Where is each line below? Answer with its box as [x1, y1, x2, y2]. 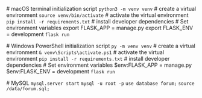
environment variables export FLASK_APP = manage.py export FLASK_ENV [6, 24, 194, 31]
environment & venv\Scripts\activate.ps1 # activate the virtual [6, 49, 165, 56]
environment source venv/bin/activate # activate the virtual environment [6, 11, 189, 19]
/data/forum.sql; [6, 86, 50, 92]
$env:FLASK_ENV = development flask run [6, 68, 116, 75]
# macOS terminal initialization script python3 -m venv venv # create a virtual [6, 5, 197, 12]
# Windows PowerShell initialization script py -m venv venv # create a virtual [6, 42, 196, 49]
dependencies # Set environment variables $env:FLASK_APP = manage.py [6, 61, 192, 69]
